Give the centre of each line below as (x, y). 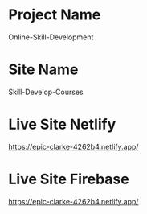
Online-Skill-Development (51, 37)
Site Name (43, 70)
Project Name (55, 15)
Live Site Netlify (62, 124)
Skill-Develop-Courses (46, 92)
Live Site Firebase (69, 179)
